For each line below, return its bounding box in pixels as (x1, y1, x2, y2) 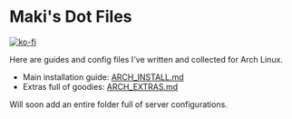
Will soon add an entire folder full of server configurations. (9, 98, 229, 110)
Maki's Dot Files (9, 6, 133, 27)
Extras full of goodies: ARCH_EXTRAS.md (22, 81, 179, 92)
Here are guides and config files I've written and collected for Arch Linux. (9, 54, 284, 64)
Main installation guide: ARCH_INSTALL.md (22, 71, 184, 83)
